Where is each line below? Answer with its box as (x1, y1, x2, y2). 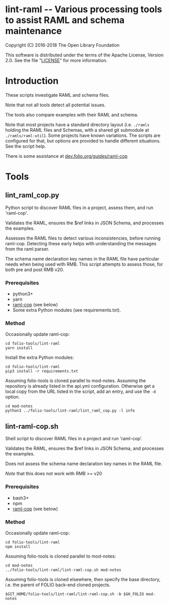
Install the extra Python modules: (5, 355, 74, 361)
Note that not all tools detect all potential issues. (5, 102, 106, 108)
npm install (5, 544, 30, 549)
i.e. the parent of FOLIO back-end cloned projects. (5, 582, 111, 588)
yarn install (5, 345, 33, 351)
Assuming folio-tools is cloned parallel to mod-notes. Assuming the (5, 378, 146, 384)
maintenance (5, 25, 62, 37)
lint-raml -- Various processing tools (5, 4, 162, 15)
